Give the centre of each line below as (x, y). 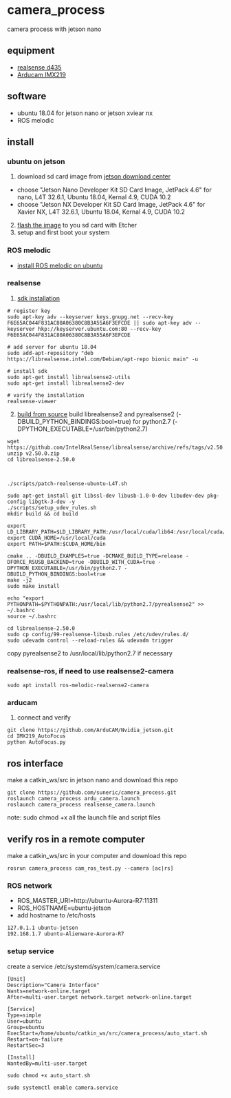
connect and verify (44, 718)
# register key (29, 311)
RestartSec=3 (26, 1045)
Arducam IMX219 (42, 74)
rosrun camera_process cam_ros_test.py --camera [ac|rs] (90, 868)
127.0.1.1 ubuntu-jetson (43, 928)
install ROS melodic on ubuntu (60, 265)
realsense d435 (39, 67)
